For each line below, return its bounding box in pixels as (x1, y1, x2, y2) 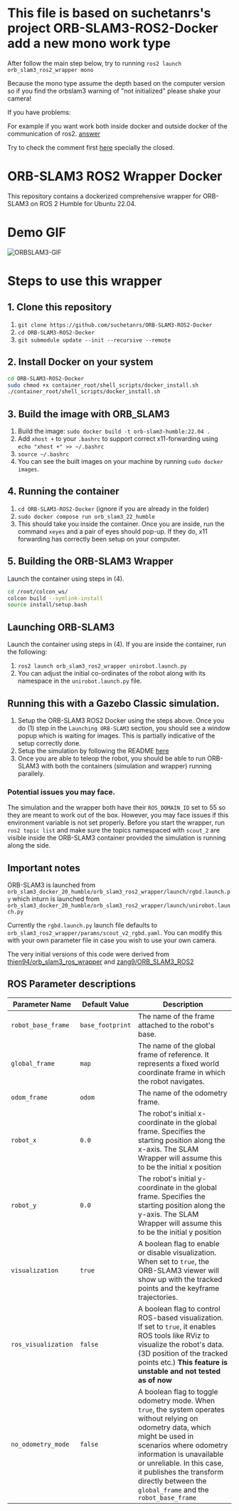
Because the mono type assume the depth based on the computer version (7, 78, 225, 87)
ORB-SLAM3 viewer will (137, 1265, 219, 1275)
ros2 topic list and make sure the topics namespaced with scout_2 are (7, 826, 221, 835)
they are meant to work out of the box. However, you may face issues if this (7, 811, 229, 820)
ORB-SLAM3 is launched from (7, 881, 96, 890)
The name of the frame (137, 1011, 215, 1021)
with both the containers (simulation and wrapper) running (41, 761, 212, 770)
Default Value (81, 999, 129, 1009)
